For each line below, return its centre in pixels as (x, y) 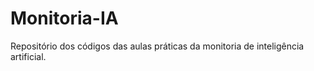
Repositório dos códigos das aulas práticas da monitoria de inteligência (157, 46)
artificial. (28, 56)
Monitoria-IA (64, 18)
